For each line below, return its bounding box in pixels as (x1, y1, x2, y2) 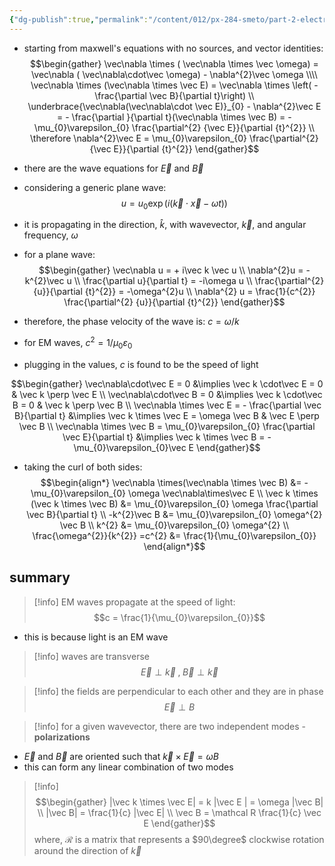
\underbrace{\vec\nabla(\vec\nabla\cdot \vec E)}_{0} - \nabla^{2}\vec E (27, 100, 322, 112)
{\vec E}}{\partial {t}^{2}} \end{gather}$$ (89, 142, 260, 155)
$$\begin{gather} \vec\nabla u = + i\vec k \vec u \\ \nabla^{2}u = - (38, 264, 311, 276)
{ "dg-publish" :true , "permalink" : (9, 14, 149, 25)
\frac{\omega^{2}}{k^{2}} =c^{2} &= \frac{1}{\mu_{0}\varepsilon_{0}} (32, 529, 317, 541)
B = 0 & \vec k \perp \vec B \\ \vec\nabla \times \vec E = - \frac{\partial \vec (12, 399, 322, 411)
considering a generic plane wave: (23, 181, 167, 193)
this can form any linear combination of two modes (23, 761, 234, 773)
